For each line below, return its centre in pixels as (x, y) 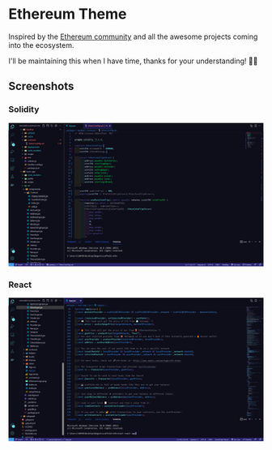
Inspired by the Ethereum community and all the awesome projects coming (133, 36)
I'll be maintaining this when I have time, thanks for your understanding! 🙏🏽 (133, 61)
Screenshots (41, 86)
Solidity (24, 109)
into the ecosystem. (41, 45)
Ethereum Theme (68, 14)
